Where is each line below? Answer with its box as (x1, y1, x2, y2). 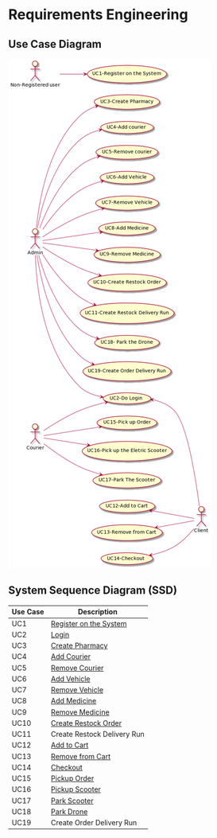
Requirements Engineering (8, 6, 188, 24)
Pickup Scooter (50, 785, 102, 794)
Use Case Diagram (8, 37, 102, 51)
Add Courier (50, 652, 91, 661)
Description (78, 607, 118, 617)
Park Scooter (50, 796, 94, 805)
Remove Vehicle (50, 685, 104, 695)
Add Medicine (50, 696, 97, 706)
